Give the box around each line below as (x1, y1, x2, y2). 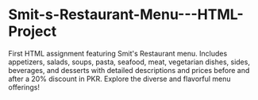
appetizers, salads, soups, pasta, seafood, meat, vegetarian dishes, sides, (8, 57, 250, 67)
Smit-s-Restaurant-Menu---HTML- (8, 6, 244, 24)
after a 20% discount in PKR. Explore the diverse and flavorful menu (8, 74, 232, 83)
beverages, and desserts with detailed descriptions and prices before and (8, 65, 250, 75)
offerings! (8, 82, 40, 92)
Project (8, 22, 57, 40)
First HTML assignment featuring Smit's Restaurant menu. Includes (8, 48, 228, 58)
